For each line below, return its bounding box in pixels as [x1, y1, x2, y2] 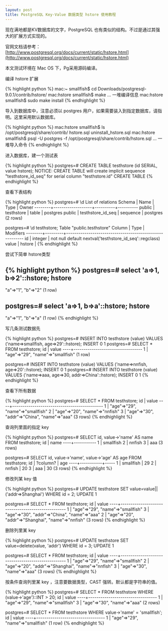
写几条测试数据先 [5, 326, 41, 332]
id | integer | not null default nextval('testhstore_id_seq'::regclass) [24, 235, 160, 242]
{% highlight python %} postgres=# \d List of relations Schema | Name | [5, 199, 154, 205]
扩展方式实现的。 [14, 33, 49, 39]
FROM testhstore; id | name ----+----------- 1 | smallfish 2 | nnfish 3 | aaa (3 [5, 440, 163, 446]
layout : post [5, 7, 33, 13]
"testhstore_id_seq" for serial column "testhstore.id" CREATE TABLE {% [5, 173, 153, 179]
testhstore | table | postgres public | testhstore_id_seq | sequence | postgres [5, 209, 163, 215]
